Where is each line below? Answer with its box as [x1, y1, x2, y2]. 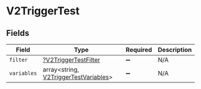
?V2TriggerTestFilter [42, 56, 100, 64]
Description [157, 46, 192, 54]
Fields [6, 28, 30, 38]
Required [125, 46, 153, 54]
